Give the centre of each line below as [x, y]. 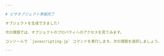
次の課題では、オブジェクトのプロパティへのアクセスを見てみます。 [65, 32]
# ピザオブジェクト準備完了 [30, 14]
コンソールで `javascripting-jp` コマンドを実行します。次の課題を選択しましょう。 [83, 41]
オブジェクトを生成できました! [33, 23]
